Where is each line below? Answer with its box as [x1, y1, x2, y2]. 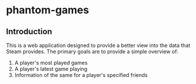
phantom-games [6, 3, 90, 17]
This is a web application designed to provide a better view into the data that [6, 42, 191, 49]
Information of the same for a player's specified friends [14, 72, 148, 78]
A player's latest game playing [14, 65, 88, 72]
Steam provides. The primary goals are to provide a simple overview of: [6, 48, 178, 55]
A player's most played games [14, 59, 88, 66]
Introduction [6, 27, 53, 36]
